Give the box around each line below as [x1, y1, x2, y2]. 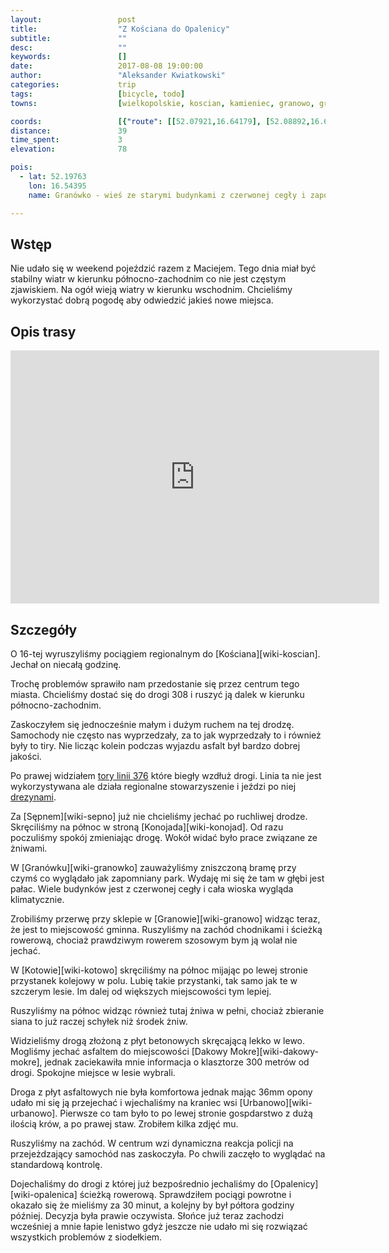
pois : [10, 162, 33, 173]
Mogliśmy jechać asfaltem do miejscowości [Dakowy [10, 1045, 228, 1057]
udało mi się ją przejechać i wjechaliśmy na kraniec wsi [10, 1096, 238, 1108]
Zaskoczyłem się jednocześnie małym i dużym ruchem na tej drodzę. [10, 718, 295, 730]
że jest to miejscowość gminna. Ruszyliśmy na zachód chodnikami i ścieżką [10, 923, 323, 935]
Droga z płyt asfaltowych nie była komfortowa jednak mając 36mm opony [10, 1086, 313, 1098]
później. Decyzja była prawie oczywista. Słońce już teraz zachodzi [10, 1209, 284, 1221]
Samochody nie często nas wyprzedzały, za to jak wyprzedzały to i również [10, 729, 322, 741]
